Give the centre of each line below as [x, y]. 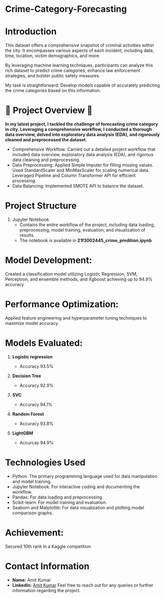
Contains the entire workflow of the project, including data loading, [87, 225]
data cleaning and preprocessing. [46, 160]
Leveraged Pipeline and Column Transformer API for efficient [74, 175]
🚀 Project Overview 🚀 [49, 111]
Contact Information [47, 566]
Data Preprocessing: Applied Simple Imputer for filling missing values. [83, 165]
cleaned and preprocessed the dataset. [46, 140]
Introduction [31, 32]
